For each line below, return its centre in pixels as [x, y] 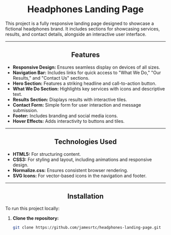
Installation [85, 196]
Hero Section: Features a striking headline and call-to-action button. [84, 83]
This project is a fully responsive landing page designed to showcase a [80, 23]
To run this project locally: [33, 209]
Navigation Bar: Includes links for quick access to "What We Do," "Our [87, 73]
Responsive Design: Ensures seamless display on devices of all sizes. [86, 67]
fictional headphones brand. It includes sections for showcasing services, [83, 28]
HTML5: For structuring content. [47, 154]
